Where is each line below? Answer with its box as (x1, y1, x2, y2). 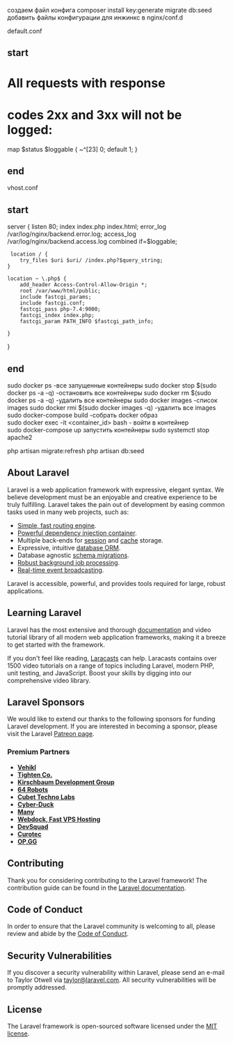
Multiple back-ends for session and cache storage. (17, 536, 163, 544)
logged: (7, 122, 53, 138)
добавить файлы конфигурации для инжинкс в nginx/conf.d (7, 13, 183, 22)
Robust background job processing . (17, 558, 120, 566)
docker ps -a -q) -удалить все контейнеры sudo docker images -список (7, 396, 218, 404)
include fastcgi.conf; (19, 300, 86, 307)
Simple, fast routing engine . (17, 521, 97, 529)
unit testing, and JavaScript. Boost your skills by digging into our (7, 668, 192, 677)
